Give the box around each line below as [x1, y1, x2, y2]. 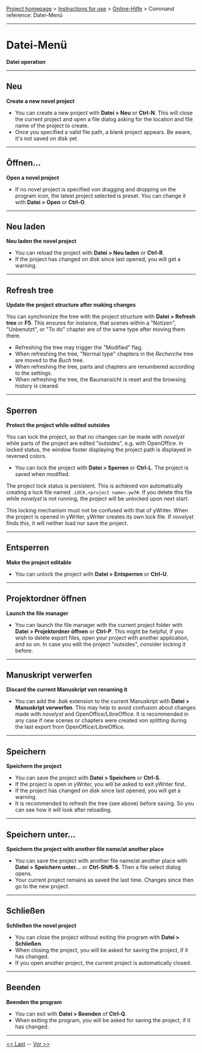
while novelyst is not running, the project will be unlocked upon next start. [6, 495, 189, 502]
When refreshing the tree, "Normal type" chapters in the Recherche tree [14, 350, 194, 358]
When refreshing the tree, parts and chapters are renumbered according [14, 363, 195, 371]
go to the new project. [14, 883, 70, 890]
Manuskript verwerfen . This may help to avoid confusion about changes [14, 704, 196, 711]
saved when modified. [14, 471, 70, 477]
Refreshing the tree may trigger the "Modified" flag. [14, 344, 143, 351]
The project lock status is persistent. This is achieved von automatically [6, 482, 183, 489]
